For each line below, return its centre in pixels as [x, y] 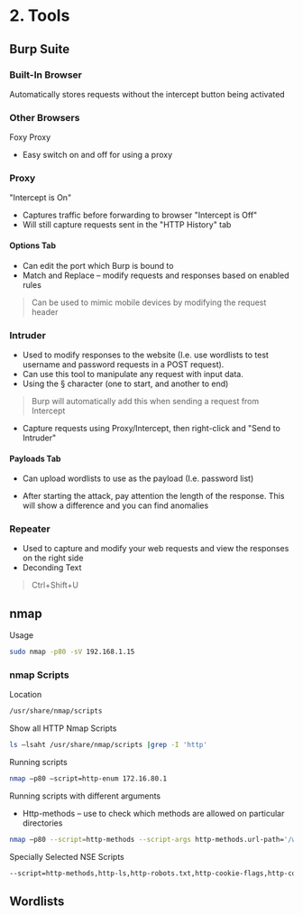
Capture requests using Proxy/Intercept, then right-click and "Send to [151, 428]
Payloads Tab [35, 458]
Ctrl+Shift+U [55, 585]
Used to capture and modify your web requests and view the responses [156, 549]
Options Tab [33, 245]
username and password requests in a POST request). [123, 364]
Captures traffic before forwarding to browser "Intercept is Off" [140, 215]
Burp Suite [40, 49]
